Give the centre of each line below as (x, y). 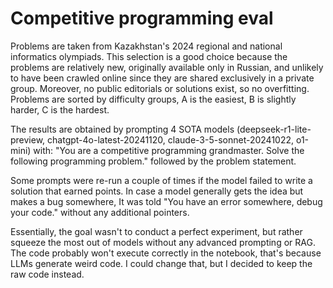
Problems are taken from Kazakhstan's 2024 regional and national (146, 46)
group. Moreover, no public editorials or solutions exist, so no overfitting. (160, 88)
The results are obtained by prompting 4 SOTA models (122, 129)
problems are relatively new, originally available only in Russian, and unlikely (167, 67)
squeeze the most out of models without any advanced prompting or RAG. (163, 242)
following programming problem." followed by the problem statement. (153, 161)
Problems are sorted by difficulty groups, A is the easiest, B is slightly (153, 99)
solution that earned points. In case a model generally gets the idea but (157, 191)
